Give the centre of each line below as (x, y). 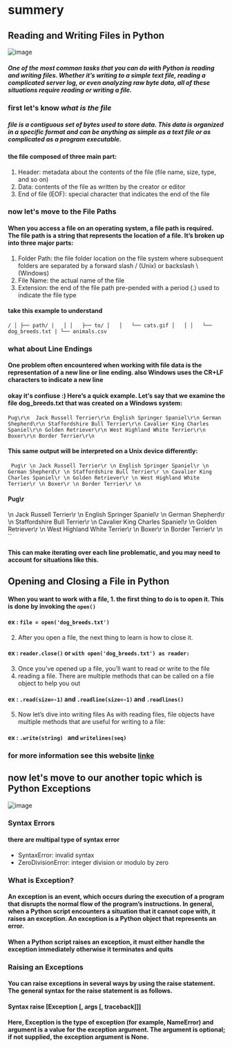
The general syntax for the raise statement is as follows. (90, 991)
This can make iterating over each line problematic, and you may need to (114, 552)
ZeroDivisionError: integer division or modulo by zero (93, 862)
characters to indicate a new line (56, 380)
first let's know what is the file (60, 108)
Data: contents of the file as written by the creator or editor (101, 187)
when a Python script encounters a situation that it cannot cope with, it (112, 911)
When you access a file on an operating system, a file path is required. (110, 228)
